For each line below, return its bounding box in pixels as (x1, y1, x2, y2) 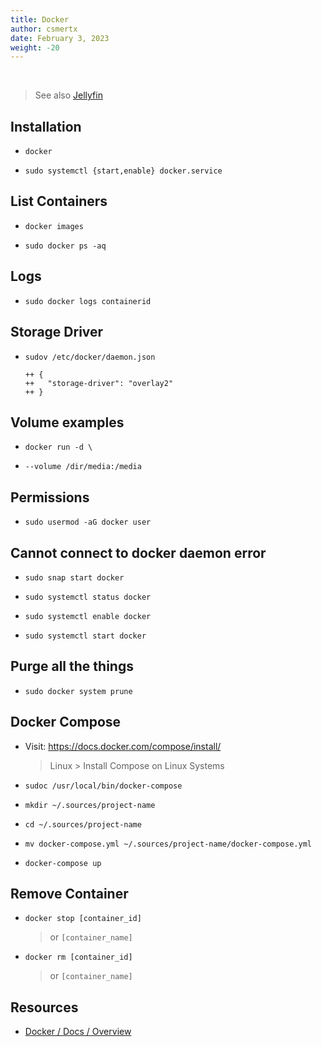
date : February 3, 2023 (10, 33, 110, 43)
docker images (24, 221, 84, 231)
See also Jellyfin (34, 89, 103, 101)
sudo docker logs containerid (24, 296, 152, 306)
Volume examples (10, 414, 125, 431)
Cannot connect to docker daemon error (10, 544, 267, 561)
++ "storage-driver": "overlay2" (24, 378, 174, 388)
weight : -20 (10, 42, 60, 53)
